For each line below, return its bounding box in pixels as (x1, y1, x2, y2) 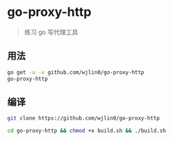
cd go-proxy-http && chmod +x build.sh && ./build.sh (7, 127, 167, 135)
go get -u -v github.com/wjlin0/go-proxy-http (7, 68, 145, 76)
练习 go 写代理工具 (24, 28, 79, 36)
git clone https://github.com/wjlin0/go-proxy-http (7, 115, 160, 122)
